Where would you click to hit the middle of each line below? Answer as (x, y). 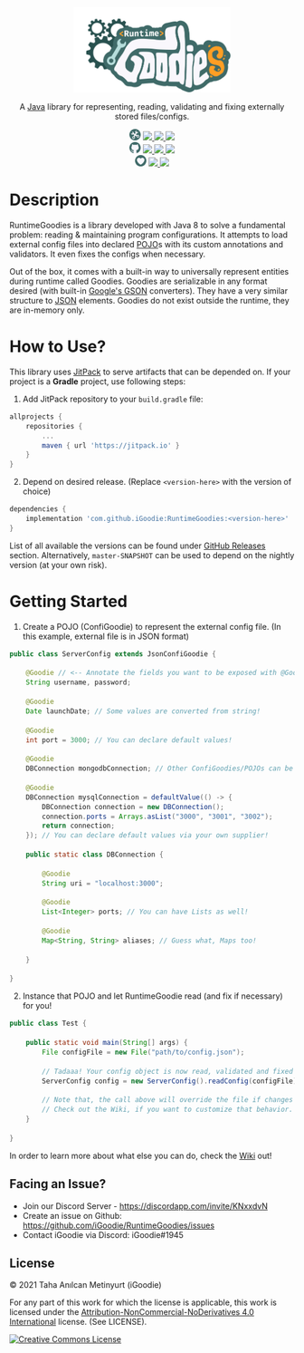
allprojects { (36, 416)
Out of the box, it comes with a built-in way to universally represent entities (149, 271)
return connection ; (79, 826)
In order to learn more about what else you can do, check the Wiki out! (141, 1155)
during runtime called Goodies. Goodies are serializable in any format (138, 281)
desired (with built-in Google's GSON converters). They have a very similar (148, 290)
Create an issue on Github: (72, 1215)
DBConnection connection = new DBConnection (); (133, 807)
